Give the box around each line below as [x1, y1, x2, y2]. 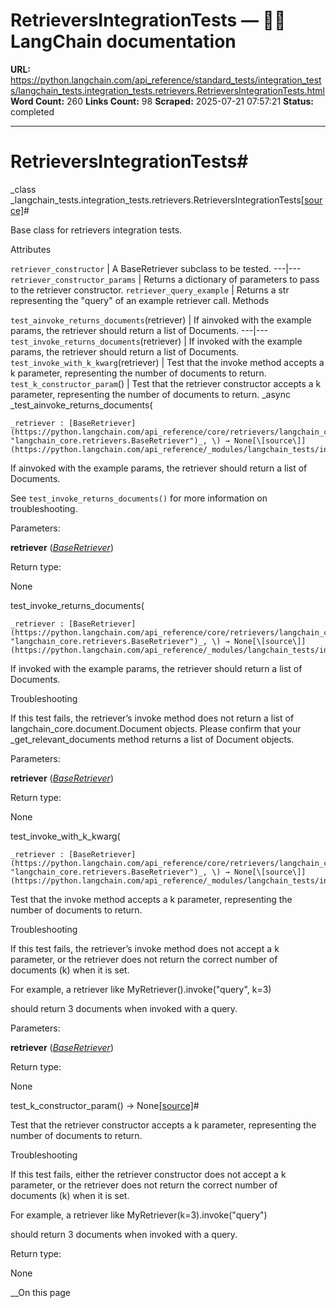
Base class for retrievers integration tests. [10, 224, 183, 236]
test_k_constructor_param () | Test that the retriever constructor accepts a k [10, 377, 322, 389]
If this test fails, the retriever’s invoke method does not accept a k [10, 942, 280, 954]
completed [10, 105, 55, 118]
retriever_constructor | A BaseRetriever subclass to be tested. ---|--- [10, 262, 302, 274]
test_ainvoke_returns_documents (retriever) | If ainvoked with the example [10, 314, 312, 326]
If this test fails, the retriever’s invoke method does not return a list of [10, 712, 295, 724]
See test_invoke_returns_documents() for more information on [10, 492, 268, 504]
